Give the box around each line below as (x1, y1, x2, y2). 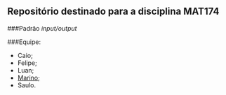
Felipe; (17, 59, 37, 67)
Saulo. (17, 80, 36, 89)
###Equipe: (7, 38, 41, 46)
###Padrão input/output (7, 24, 77, 32)
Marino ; (17, 73, 41, 82)
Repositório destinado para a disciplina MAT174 (7, 6, 220, 17)
